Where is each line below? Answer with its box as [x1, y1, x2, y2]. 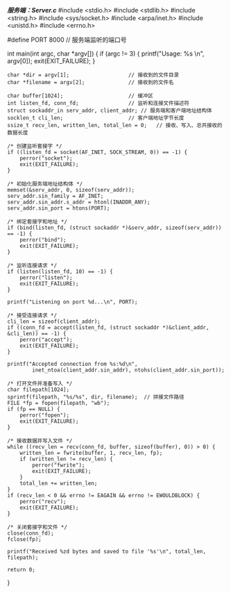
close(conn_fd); [7, 530, 54, 537]
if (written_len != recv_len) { [19, 456, 113, 462]
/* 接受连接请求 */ [7, 312, 58, 319]
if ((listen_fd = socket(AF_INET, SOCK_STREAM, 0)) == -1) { [7, 149, 188, 156]
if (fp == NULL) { [7, 406, 60, 412]
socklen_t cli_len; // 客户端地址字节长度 [7, 115, 185, 122]
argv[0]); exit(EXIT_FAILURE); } [7, 57, 96, 65]
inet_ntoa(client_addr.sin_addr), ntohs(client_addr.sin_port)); [32, 367, 225, 374]
